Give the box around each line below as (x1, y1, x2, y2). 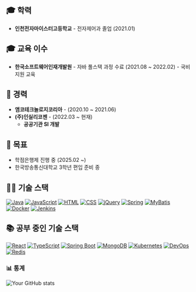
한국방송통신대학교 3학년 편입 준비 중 (14, 164, 100, 171)
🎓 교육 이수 (6, 44, 48, 54)
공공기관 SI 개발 (23, 121, 60, 128)
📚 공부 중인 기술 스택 (6, 223, 79, 234)
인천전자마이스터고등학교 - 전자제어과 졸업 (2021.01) (14, 25, 135, 32)
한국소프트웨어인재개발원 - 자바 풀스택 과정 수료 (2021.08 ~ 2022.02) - (14, 63, 180, 70)
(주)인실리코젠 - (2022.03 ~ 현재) (14, 114, 93, 121)
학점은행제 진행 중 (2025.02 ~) (14, 157, 87, 164)
